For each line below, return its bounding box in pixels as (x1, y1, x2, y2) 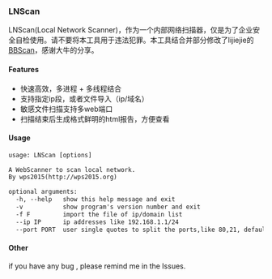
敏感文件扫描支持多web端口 (19, 104, 113, 114)
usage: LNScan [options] (8, 151, 92, 159)
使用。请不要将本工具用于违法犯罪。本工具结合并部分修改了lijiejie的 (29, 35, 254, 45)
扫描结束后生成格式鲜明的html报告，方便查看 (19, 114, 170, 123)
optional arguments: (8, 188, 79, 196)
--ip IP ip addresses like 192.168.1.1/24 (15, 217, 180, 226)
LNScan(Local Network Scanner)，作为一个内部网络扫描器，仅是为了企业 (8, 25, 253, 35)
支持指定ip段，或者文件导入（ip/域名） (19, 93, 149, 103)
